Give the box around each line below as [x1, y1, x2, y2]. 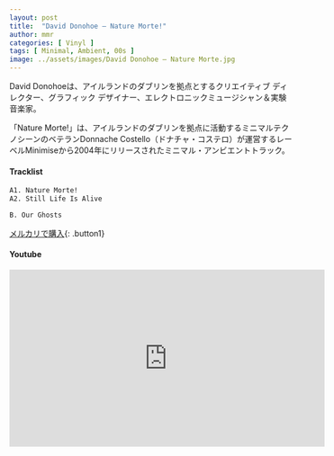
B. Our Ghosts [9, 210, 63, 219]
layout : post [9, 13, 59, 22]
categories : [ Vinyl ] [9, 38, 95, 48]
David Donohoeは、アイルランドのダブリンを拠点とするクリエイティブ [9, 81, 271, 91]
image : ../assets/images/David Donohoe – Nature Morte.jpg [9, 55, 236, 64]
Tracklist [9, 165, 43, 176]
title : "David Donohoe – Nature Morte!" [9, 22, 167, 31]
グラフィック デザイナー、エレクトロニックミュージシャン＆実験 [48, 92, 287, 103]
